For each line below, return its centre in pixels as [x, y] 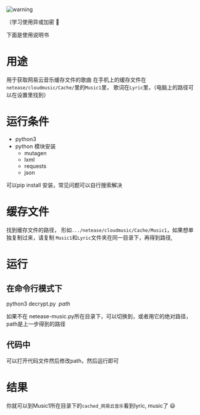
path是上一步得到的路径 [36, 324]
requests [35, 166]
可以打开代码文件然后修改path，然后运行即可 [63, 361]
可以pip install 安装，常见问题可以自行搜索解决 [64, 185]
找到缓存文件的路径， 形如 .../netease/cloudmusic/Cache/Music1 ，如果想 [97, 230]
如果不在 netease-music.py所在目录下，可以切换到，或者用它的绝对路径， [99, 316]
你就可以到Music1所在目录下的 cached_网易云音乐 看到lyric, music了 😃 [91, 405]
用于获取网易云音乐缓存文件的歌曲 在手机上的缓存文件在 [76, 80]
